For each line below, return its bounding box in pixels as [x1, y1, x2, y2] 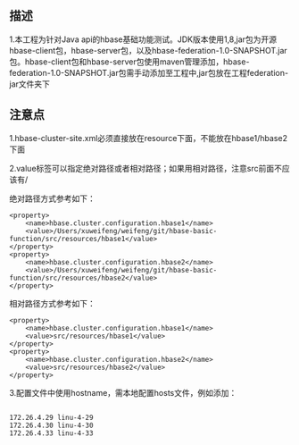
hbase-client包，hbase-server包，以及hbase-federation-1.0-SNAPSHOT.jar [9, 45, 287, 55]
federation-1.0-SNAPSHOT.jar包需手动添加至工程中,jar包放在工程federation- [9, 67, 288, 78]
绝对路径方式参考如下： [9, 193, 96, 204]
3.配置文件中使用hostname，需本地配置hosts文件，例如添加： [9, 387, 237, 398]
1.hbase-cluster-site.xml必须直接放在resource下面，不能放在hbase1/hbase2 [9, 132, 288, 143]
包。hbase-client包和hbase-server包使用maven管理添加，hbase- [9, 56, 250, 67]
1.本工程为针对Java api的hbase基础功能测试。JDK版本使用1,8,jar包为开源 [9, 34, 278, 45]
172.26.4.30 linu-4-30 [9, 421, 94, 430]
